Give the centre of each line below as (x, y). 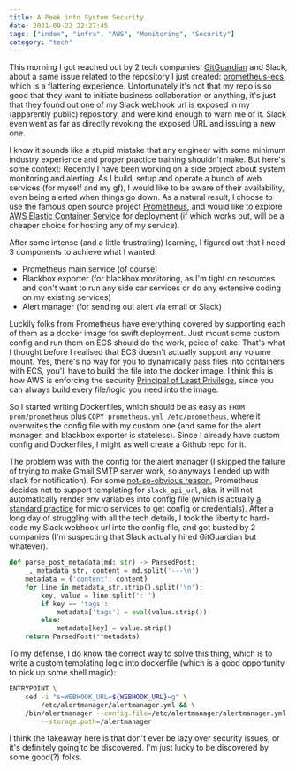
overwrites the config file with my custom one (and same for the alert (135, 426)
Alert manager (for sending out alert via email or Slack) (122, 307)
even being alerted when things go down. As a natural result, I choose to (141, 197)
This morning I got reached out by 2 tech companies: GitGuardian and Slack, (148, 67)
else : (51, 621)
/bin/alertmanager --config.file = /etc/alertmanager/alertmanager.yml (156, 713)
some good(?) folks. (46, 757)
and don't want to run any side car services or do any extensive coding (151, 288)
